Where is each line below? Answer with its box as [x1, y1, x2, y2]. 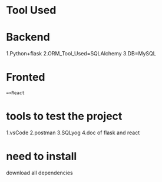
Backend [6, 31, 50, 44]
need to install [6, 150, 77, 163]
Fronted [6, 71, 45, 84]
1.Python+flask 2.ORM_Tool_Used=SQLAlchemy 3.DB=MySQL [6, 50, 156, 57]
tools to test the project [6, 110, 123, 123]
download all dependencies [6, 169, 74, 176]
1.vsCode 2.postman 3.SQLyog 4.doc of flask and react [6, 129, 140, 136]
